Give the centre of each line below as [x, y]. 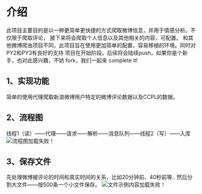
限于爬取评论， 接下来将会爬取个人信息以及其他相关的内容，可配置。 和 [99, 37]
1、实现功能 [28, 81]
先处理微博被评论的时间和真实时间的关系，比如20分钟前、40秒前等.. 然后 [97, 177]
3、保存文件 [29, 161]
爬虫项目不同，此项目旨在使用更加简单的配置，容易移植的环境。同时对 [109, 45]
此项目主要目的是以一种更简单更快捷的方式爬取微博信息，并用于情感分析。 [98, 30]
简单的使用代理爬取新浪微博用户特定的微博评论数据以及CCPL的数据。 [92, 96]
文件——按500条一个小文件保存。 [58, 185]
